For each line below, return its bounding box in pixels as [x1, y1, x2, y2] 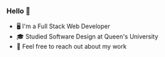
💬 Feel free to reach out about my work [16, 43, 127, 51]
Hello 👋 [6, 6, 31, 16]
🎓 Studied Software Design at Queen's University [16, 32, 159, 41]
